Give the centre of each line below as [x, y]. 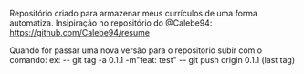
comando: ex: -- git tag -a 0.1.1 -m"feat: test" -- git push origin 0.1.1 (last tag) [152, 60]
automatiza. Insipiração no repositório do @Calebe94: [111, 23]
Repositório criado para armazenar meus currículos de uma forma [134, 13]
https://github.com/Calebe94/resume [80, 32]
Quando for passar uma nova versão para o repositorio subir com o [136, 50]
